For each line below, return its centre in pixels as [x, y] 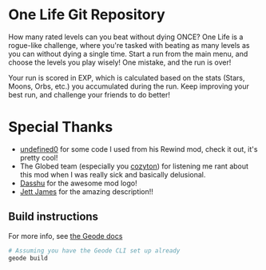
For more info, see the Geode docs [66, 236]
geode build [28, 258]
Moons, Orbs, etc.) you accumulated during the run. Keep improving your [129, 86]
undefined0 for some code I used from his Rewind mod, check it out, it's [139, 149]
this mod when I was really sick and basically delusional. [113, 174]
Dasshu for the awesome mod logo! [78, 183]
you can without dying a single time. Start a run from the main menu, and [128, 54]
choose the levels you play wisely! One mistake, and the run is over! [120, 62]
